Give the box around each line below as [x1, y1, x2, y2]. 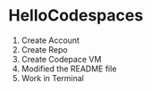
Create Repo [21, 44, 68, 54]
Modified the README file [21, 63, 117, 74]
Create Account [21, 35, 80, 45]
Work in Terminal [21, 72, 84, 83]
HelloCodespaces [8, 5, 144, 26]
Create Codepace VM [21, 54, 102, 64]
